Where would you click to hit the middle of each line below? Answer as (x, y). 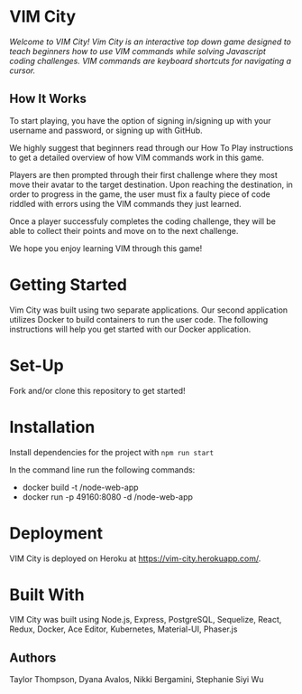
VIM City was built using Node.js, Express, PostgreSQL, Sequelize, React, (146, 620)
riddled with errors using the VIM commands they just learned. (125, 203)
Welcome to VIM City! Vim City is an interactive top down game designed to (150, 42)
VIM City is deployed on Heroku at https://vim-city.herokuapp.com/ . (135, 558)
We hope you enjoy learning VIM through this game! (106, 248)
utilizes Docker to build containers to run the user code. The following (139, 319)
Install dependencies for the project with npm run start (112, 452)
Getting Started (69, 284)
